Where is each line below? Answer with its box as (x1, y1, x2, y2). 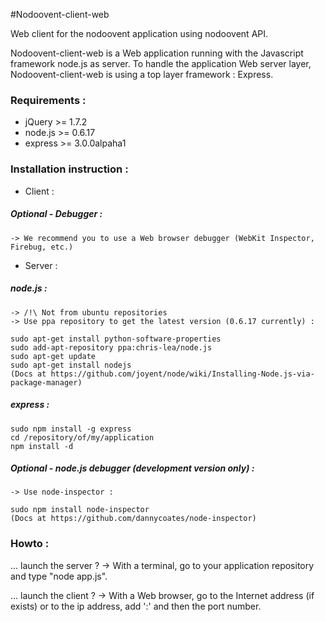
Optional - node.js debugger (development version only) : (10, 462, 255, 474)
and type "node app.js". (10, 570, 108, 582)
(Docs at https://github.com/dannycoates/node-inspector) (10, 514, 257, 524)
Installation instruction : (10, 162, 129, 176)
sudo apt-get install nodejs (10, 360, 132, 370)
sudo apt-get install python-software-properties (10, 334, 222, 344)
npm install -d (10, 441, 74, 451)
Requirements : (10, 93, 87, 107)
